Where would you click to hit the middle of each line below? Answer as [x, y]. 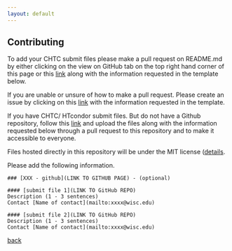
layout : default [31, 14]
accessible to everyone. [42, 138]
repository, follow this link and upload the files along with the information [112, 123]
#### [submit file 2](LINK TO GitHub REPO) [72, 215]
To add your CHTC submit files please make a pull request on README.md [115, 59]
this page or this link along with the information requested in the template [113, 74]
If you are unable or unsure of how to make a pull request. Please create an [116, 95]
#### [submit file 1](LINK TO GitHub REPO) [72, 191]
